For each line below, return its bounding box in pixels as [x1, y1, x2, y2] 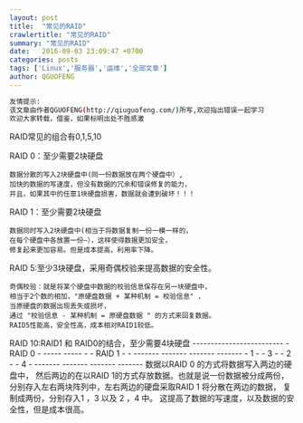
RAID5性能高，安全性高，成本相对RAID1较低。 [9, 321, 158, 331]
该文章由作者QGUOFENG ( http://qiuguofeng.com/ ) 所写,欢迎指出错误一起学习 [9, 105, 265, 114]
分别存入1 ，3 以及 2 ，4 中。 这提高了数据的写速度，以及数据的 [48, 393, 287, 404]
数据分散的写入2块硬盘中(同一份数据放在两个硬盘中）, [9, 170, 184, 179]
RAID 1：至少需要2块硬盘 [9, 207, 102, 217]
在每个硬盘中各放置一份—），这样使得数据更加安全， [9, 236, 172, 245]
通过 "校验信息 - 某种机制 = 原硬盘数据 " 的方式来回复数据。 [9, 312, 216, 321]
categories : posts [9, 55, 79, 64]
